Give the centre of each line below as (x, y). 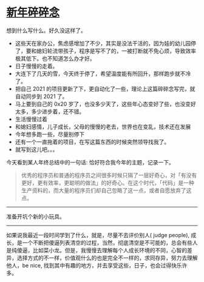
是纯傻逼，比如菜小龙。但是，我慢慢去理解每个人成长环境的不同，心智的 (97, 250)
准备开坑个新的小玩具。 (36, 217)
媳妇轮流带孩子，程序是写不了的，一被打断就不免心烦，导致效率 (116, 51)
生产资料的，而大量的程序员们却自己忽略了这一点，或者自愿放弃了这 (106, 190)
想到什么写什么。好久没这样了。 (46, 30)
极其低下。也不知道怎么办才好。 (55, 58)
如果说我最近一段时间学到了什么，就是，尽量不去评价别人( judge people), (98, 235)
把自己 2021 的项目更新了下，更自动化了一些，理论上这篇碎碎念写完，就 (105, 89)
